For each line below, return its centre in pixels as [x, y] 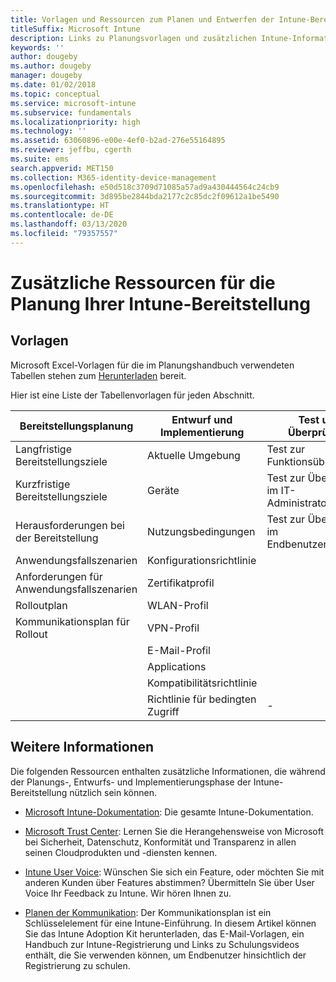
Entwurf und [202, 419]
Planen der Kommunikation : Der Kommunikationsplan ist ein [148, 912]
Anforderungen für [59, 576]
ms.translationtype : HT [60, 206]
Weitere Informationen [82, 747]
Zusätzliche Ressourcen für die [143, 282]
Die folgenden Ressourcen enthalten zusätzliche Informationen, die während [168, 771]
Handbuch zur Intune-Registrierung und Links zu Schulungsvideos [162, 944]
